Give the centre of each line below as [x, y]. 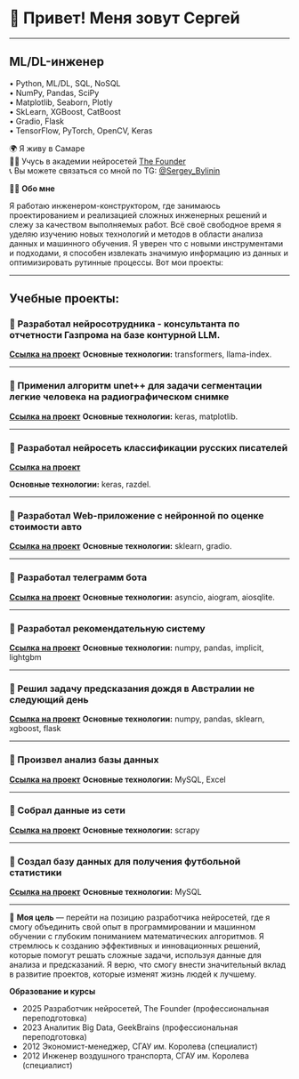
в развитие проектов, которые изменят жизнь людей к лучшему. [133, 974]
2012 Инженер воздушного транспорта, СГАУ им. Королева [135, 1056]
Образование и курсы [53, 992]
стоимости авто [46, 527]
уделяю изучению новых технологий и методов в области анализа [136, 234]
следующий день [49, 699]
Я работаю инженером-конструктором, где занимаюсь [115, 205]
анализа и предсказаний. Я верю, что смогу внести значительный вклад [148, 965]
